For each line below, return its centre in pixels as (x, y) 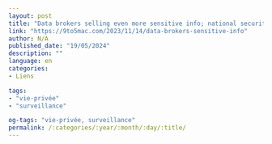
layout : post (30, 16)
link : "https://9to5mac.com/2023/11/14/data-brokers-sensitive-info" (128, 31)
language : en (30, 61)
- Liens (21, 76)
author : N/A (28, 38)
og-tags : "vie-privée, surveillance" (72, 121)
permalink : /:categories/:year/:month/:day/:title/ (97, 128)
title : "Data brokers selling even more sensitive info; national (123, 23)
